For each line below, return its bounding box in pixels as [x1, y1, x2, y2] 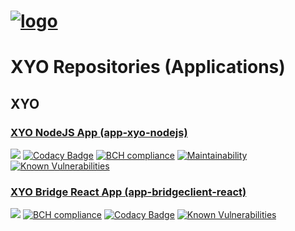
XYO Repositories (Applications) [10, 56, 286, 79]
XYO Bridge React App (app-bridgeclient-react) [10, 185, 247, 199]
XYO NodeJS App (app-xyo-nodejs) [10, 125, 188, 139]
